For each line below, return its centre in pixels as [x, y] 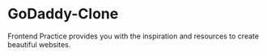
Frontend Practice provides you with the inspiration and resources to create [133, 36]
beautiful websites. [39, 44]
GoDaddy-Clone [63, 14]
